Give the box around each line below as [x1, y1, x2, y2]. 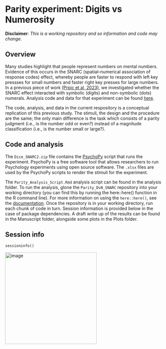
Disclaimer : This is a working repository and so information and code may [5, 30, 158, 36]
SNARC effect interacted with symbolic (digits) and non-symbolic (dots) [5, 89, 152, 95]
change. [5, 36, 22, 42]
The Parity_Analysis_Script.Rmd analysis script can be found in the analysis [5, 179, 162, 185]
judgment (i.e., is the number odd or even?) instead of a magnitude [5, 120, 142, 126]
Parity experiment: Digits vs [5, 3, 122, 15]
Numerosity [5, 14, 55, 25]
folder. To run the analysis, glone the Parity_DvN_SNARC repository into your [5, 184, 158, 190]
